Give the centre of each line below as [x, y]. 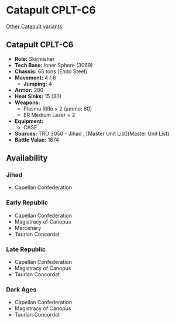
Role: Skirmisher [35, 59]
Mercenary [28, 228]
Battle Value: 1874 [37, 140]
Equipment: [29, 121]
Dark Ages [21, 289]
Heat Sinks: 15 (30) [38, 96]
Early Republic [27, 202]
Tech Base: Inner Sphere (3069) [54, 65]
